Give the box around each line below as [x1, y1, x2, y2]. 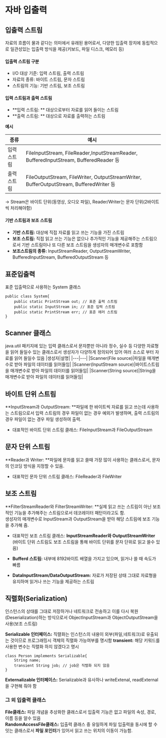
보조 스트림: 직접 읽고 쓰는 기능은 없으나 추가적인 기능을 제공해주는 [12, 235, 140, 241]
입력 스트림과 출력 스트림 [5, 95, 52, 101]
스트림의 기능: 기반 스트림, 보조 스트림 [12, 83, 85, 89]
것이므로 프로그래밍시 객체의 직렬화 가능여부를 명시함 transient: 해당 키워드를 [10, 637, 160, 643]
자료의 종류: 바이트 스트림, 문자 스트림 [12, 76, 85, 82]
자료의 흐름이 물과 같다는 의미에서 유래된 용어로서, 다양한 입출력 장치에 [5, 40, 141, 46]
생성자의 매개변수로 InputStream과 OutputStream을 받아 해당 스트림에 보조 [5, 516, 151, 522]
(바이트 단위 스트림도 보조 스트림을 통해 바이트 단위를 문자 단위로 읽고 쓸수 [12, 539, 155, 545]
